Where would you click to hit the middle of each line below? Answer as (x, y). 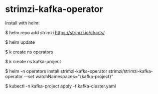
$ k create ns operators (29, 52)
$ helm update (20, 42)
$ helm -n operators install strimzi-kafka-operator (56, 71)
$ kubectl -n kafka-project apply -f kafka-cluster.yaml (61, 86)
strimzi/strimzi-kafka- (131, 71)
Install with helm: (22, 23)
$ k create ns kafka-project (33, 61)
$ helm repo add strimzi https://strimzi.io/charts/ (55, 32)
